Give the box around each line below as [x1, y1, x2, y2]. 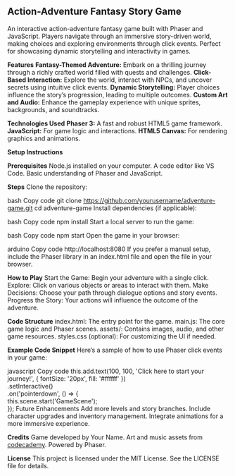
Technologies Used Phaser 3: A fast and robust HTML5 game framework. [7, 119, 223, 128]
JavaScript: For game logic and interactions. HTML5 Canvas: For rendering [7, 126, 227, 135]
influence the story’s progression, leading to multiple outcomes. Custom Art [7, 90, 228, 99]
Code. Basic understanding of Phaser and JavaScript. [7, 169, 163, 177]
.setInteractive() [7, 382, 53, 390]
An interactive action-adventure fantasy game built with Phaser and [7, 24, 203, 32]
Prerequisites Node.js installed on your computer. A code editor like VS [7, 161, 215, 170]
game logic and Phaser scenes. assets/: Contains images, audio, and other [7, 324, 224, 333]
